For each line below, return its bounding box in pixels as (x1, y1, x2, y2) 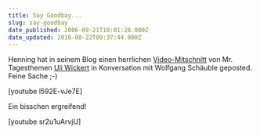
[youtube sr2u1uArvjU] (8, 117, 81, 126)
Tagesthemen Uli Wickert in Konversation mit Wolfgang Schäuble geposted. (8, 63, 253, 73)
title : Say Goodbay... (8, 11, 82, 20)
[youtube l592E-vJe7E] (8, 87, 83, 96)
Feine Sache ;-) (8, 71, 58, 81)
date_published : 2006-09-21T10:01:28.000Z (8, 26, 149, 34)
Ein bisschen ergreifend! (8, 102, 87, 111)
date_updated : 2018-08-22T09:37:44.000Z (8, 33, 143, 42)
